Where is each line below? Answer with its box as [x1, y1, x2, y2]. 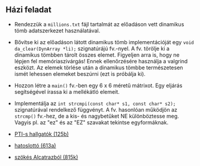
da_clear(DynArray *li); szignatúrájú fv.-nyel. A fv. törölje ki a [14, 45, 170, 52]
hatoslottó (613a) [14, 142, 56, 149]
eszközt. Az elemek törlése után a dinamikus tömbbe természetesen [14, 64, 183, 71]
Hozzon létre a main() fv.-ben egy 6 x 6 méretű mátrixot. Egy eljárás [14, 82, 183, 89]
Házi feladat [5, 5, 51, 15]
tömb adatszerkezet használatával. [14, 27, 101, 34]
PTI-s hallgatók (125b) [14, 130, 69, 137]
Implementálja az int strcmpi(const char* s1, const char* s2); [14, 100, 176, 107]
